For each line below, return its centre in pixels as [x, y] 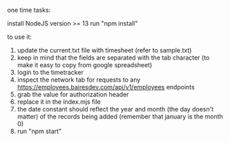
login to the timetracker [50, 72]
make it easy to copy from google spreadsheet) [85, 65]
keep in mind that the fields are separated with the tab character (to [113, 57]
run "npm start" [39, 131]
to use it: [20, 37]
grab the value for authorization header [73, 94]
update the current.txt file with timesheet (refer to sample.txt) [104, 50]
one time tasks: [29, 10]
